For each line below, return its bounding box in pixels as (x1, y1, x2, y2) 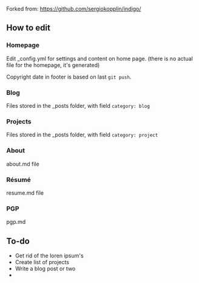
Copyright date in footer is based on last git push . (6, 73, 132, 80)
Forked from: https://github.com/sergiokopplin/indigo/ (6, 5, 141, 12)
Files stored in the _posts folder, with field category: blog (6, 102, 150, 109)
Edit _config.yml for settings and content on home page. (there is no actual (6, 55, 193, 62)
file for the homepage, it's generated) (6, 61, 100, 69)
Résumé (6, 175, 32, 184)
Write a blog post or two (15, 265, 76, 272)
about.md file (6, 160, 39, 167)
